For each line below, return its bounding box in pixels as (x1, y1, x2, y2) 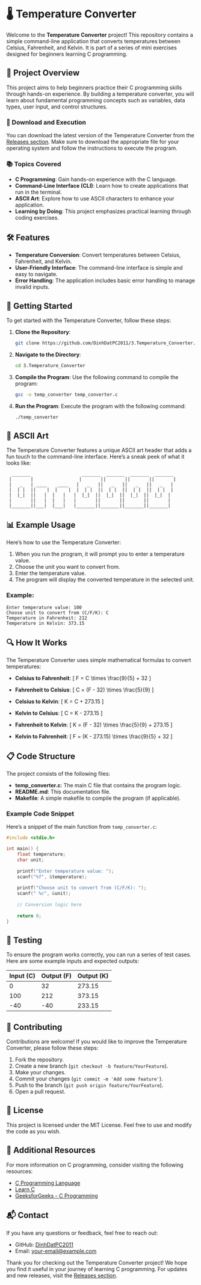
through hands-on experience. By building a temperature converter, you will (6, 90, 194, 98)
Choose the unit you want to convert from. (14, 563, 120, 571)
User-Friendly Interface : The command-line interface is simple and (14, 264, 183, 271)
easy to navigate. (14, 271, 58, 278)
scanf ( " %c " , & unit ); (17, 891, 71, 897)
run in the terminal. (14, 188, 62, 196)
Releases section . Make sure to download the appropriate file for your (6, 138, 179, 146)
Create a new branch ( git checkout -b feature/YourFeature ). (14, 1062, 169, 1070)
